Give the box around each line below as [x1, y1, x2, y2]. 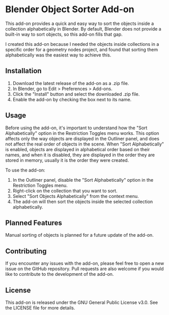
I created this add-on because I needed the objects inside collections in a [5, 41, 159, 47]
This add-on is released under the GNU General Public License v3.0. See [5, 299, 158, 305]
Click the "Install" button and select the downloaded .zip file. [12, 91, 140, 97]
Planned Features [5, 218, 63, 227]
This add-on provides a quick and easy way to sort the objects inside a [5, 20, 154, 26]
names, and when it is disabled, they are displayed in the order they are [5, 152, 155, 158]
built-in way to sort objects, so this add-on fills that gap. [5, 31, 123, 37]
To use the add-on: [5, 167, 46, 173]
